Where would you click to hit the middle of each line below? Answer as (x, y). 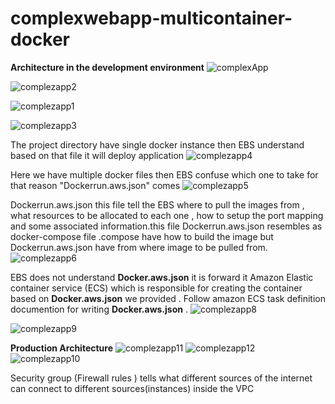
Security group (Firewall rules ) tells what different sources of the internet (161, 378)
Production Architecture (62, 348)
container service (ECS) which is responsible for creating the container (156, 288)
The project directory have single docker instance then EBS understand (157, 144)
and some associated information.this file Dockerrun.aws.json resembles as (166, 226)
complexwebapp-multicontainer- (151, 18)
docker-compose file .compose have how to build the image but (142, 236)
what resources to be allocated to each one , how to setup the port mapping (167, 215)
